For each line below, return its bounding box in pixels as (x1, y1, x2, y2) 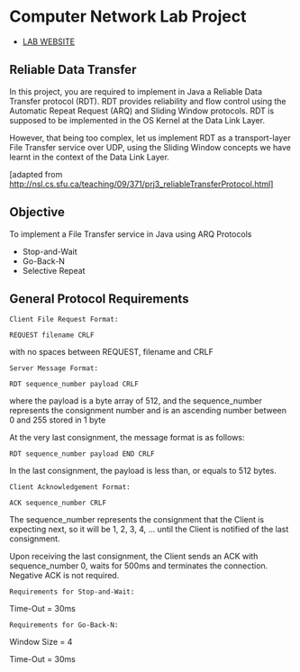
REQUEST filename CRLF (9, 331, 95, 340)
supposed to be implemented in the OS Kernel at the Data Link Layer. (9, 114, 266, 125)
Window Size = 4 (9, 637, 73, 648)
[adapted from (9, 168, 63, 179)
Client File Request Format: (9, 315, 119, 324)
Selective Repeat (22, 265, 86, 276)
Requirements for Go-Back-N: (9, 621, 119, 630)
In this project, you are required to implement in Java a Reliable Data (9, 86, 263, 96)
